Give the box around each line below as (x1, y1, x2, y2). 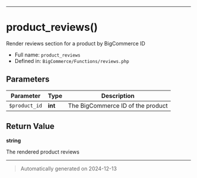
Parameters (6, 74, 50, 85)
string (6, 137, 22, 144)
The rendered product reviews (6, 148, 80, 155)
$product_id (9, 102, 43, 109)
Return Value (6, 121, 55, 131)
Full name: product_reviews (14, 51, 81, 58)
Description (101, 92, 135, 100)
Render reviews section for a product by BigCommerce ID (6, 40, 145, 47)
